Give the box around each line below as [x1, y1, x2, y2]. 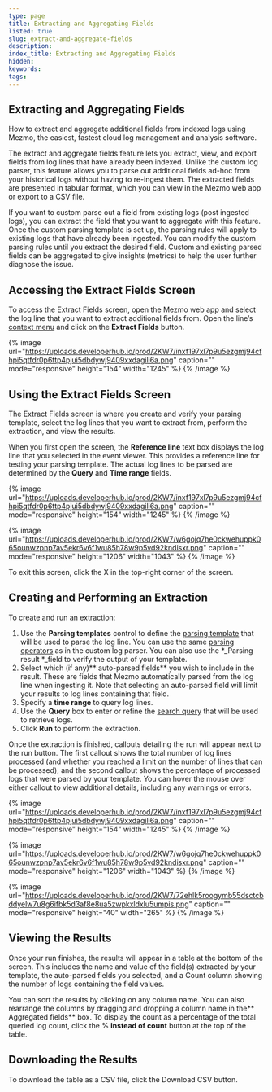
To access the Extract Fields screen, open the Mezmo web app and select [8, 305, 256, 314]
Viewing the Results [8, 932, 112, 945]
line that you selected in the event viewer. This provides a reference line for [8, 451, 260, 461]
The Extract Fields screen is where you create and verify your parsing [8, 409, 242, 419]
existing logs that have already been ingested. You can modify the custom [8, 234, 257, 243]
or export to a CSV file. [8, 192, 85, 202]
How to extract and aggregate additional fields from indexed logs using [8, 124, 246, 134]
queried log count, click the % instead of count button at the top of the [8, 1020, 246, 1030]
